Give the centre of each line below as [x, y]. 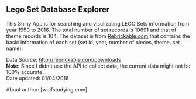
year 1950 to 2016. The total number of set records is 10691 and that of [91, 30]
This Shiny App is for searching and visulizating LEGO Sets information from [98, 23]
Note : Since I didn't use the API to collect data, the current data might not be [98, 66]
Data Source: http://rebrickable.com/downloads [63, 59]
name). [15, 48]
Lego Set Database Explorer [58, 10]
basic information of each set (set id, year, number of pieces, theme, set [93, 42]
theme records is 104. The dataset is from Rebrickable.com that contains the [98, 36]
